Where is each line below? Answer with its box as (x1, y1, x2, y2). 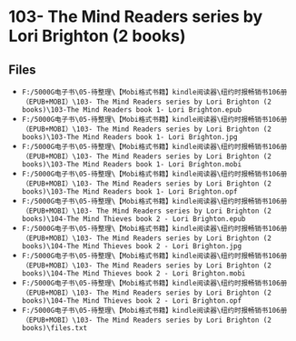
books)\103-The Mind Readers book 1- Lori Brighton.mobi (21, 160, 242, 169)
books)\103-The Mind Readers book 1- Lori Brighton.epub (21, 105, 242, 115)
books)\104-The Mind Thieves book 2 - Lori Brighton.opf (21, 296, 242, 306)
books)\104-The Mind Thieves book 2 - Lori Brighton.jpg (21, 242, 242, 251)
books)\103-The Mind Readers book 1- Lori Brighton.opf (21, 187, 238, 196)
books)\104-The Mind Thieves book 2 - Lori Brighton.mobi (21, 269, 246, 278)
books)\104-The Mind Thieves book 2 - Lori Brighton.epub (21, 215, 246, 224)
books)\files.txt (21, 324, 88, 333)
